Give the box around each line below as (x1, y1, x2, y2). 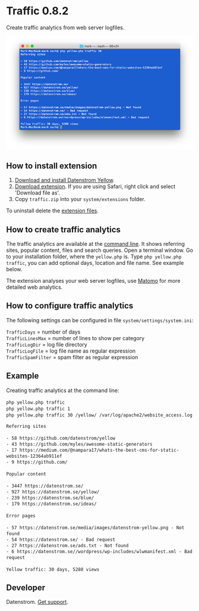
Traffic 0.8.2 (6, 4, 69, 18)
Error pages (6, 513, 36, 519)
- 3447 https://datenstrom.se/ (6, 483, 84, 489)
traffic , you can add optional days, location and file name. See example (6, 259, 184, 266)
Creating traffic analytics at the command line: (6, 387, 120, 394)
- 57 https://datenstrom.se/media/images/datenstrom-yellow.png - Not (6, 524, 185, 530)
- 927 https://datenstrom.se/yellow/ (6, 489, 100, 495)
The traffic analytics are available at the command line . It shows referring (6, 240, 185, 247)
